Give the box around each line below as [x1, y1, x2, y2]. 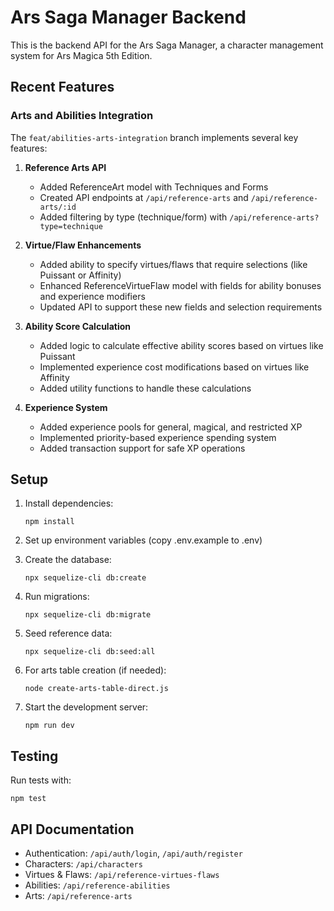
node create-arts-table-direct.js [24, 684, 169, 694]
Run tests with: [10, 774, 72, 786]
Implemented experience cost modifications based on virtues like [39, 361, 310, 373]
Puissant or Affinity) [39, 269, 122, 281]
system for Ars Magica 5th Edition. [10, 49, 153, 61]
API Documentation [10, 821, 135, 838]
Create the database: [24, 554, 112, 566]
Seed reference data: [24, 627, 113, 640]
